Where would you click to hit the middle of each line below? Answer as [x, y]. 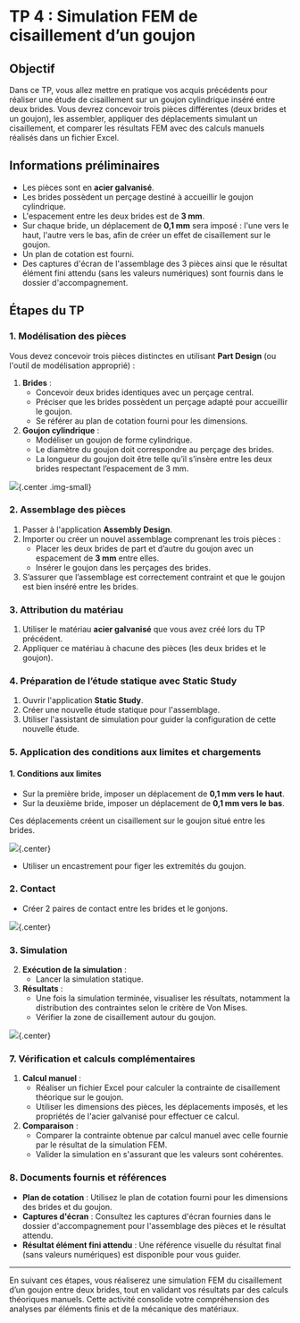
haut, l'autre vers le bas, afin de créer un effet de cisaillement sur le [146, 235]
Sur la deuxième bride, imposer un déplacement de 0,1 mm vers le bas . [154, 803]
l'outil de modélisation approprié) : [72, 365]
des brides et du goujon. [67, 1207]
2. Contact [33, 889]
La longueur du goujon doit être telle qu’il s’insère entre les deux [154, 459]
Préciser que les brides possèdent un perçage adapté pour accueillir [162, 401]
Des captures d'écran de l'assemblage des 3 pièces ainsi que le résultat [154, 263]
